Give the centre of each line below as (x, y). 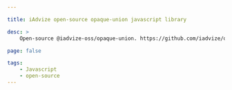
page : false (24, 51)
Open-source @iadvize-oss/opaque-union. (78, 38)
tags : (15, 63)
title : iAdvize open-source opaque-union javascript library (97, 19)
